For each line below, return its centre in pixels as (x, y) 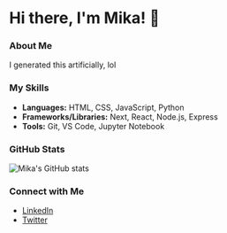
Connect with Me (47, 191)
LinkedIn (38, 211)
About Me (31, 46)
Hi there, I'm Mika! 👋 (85, 18)
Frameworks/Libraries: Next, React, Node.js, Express (120, 116)
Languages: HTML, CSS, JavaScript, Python (103, 107)
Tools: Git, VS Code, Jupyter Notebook (93, 126)
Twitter (35, 220)
